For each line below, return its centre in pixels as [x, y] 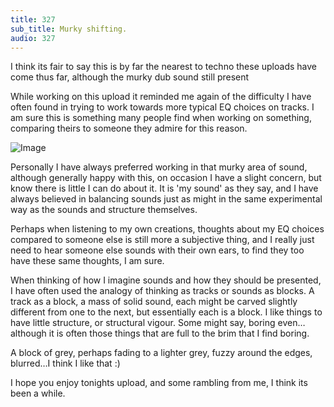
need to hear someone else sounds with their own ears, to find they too [157, 250]
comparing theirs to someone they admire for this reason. [129, 128]
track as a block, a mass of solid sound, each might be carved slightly [154, 302]
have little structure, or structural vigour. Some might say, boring [143, 323]
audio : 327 [33, 38]
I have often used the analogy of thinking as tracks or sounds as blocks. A [162, 291]
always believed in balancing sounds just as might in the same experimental [166, 199]
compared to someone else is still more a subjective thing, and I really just [162, 240]
